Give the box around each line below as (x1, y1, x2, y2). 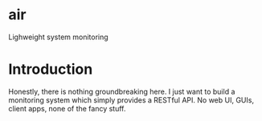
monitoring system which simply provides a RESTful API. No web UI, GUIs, (8, 95, 255, 105)
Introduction (8, 60, 93, 79)
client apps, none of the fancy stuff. (8, 103, 126, 113)
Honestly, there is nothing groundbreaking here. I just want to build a (8, 87, 235, 96)
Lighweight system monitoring (8, 32, 108, 42)
